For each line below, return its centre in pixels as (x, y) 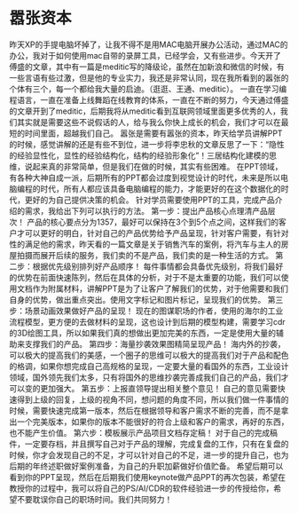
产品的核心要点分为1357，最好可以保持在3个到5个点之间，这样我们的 (153, 222)
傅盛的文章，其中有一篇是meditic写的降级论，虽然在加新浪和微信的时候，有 (147, 67)
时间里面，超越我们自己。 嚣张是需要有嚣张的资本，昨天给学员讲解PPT (153, 133)
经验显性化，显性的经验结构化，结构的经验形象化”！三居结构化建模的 (143, 155)
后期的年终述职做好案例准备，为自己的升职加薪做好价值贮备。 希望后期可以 (146, 466)
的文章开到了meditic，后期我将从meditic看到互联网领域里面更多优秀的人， (145, 111)
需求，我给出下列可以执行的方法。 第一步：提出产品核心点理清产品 (146, 210)
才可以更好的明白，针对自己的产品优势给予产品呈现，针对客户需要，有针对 (153, 233)
